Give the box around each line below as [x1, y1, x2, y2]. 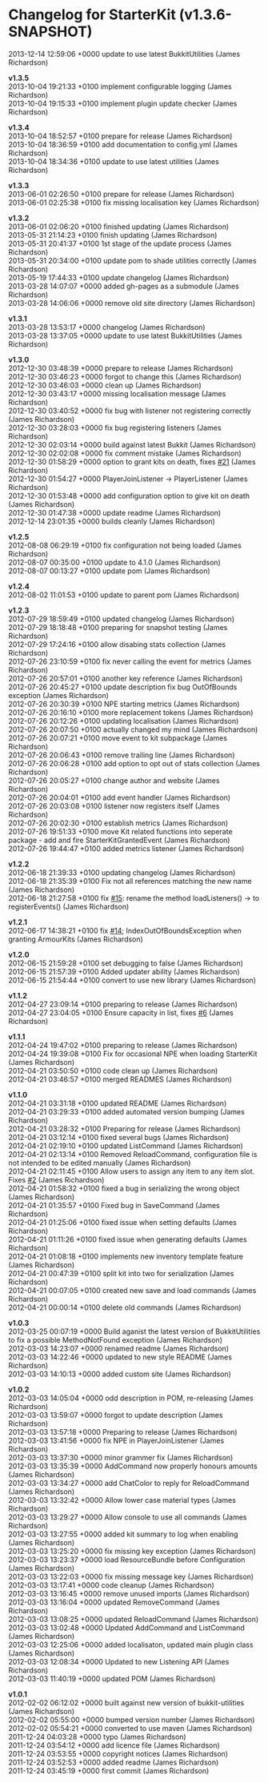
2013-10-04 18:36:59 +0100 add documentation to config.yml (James [8, 139, 238, 149]
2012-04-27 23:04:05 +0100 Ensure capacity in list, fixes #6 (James [8, 1007, 234, 1018]
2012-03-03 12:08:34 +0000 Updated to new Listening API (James [8, 1657, 230, 1666]
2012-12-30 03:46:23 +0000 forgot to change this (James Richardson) [8, 371, 242, 381]
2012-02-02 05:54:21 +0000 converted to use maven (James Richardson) [8, 1723, 253, 1733]
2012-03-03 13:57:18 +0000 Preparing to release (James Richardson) [8, 1427, 238, 1436]
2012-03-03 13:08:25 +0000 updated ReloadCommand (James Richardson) [8, 1614, 259, 1624]
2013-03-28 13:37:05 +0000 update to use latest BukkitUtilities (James [8, 331, 242, 340]
